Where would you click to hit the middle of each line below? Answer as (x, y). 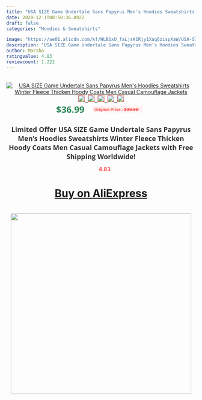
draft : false (23, 23)
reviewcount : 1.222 (31, 62)
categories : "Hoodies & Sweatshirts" (54, 29)
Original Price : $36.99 (116, 109)
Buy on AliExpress (101, 194)
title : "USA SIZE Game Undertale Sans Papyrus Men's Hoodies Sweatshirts (101, 12)
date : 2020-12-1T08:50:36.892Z (45, 17)
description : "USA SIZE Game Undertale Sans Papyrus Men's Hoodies (93, 45)
